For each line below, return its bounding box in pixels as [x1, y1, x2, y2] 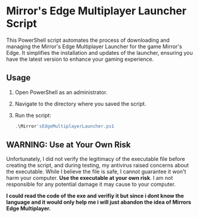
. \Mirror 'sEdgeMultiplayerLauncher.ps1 [14, 123, 115, 129]
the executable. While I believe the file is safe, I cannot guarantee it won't [6, 168, 186, 175]
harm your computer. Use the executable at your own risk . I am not [6, 175, 173, 182]
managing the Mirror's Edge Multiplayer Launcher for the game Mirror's [6, 43, 182, 50]
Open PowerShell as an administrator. [14, 88, 108, 96]
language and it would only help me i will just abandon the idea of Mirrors [6, 198, 191, 206]
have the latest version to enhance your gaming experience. [6, 55, 154, 63]
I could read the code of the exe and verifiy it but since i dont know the [6, 192, 184, 200]
